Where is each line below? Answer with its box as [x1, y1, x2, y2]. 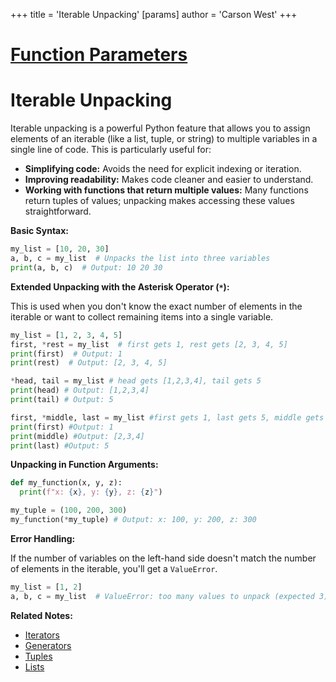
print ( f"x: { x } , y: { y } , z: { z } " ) [19, 487, 163, 498]
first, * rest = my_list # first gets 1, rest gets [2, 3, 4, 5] [10, 339, 288, 349]
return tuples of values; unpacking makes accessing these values [24, 195, 295, 207]
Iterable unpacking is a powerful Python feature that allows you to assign [10, 122, 311, 134]
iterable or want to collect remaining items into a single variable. [10, 310, 274, 323]
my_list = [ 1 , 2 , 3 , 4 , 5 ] [10, 330, 123, 340]
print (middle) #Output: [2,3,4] [10, 431, 145, 441]
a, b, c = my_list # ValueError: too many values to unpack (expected [10, 591, 315, 601]
